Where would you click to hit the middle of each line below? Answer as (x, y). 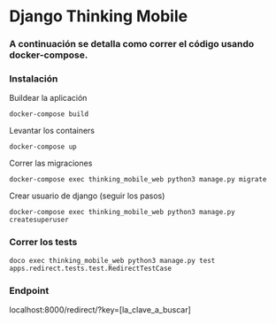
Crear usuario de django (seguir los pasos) (87, 196)
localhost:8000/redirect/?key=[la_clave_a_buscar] (100, 310)
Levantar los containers (52, 131)
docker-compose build (49, 114)
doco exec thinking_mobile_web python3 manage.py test (112, 260)
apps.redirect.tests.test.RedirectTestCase (91, 268)
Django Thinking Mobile (99, 16)
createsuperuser (39, 220)
